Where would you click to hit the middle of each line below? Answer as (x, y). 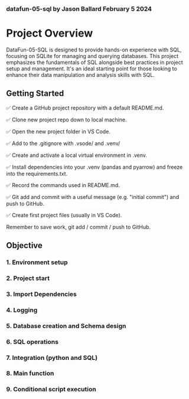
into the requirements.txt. (37, 173)
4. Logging (22, 310)
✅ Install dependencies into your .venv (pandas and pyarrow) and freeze (94, 167)
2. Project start (28, 278)
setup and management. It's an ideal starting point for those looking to (92, 68)
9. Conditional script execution (51, 390)
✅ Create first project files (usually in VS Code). (64, 215)
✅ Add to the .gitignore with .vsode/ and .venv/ (63, 143)
